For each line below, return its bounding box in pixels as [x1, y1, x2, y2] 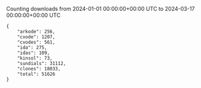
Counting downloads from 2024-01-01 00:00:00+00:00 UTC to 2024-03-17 [6, 5, 195, 12]
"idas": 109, [17, 50, 50, 56]
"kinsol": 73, [17, 55, 53, 61]
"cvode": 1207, [17, 34, 56, 40]
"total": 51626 [17, 71, 56, 77]
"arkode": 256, [17, 29, 56, 35]
